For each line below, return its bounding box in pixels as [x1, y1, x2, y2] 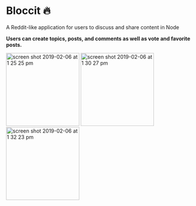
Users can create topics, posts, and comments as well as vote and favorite [6, 35, 191, 42]
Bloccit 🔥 [6, 4, 51, 18]
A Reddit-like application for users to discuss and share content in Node [6, 23, 180, 30]
